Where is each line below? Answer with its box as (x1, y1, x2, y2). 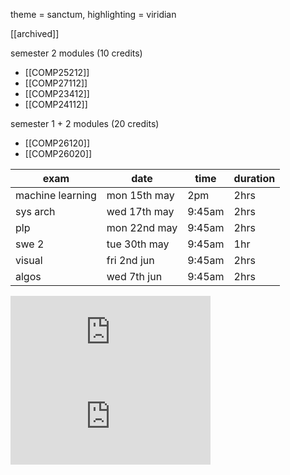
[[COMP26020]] (24, 148, 93, 159)
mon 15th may (106, 189, 175, 202)
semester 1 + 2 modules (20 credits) (10, 118, 160, 129)
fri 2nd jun (106, 254, 155, 267)
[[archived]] (10, 28, 60, 39)
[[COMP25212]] (24, 67, 90, 78)
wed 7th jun (106, 270, 163, 283)
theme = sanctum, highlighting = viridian (10, 9, 177, 20)
